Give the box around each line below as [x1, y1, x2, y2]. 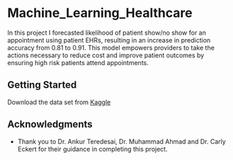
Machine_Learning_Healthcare [7, 5, 193, 21]
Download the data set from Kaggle [7, 98, 111, 106]
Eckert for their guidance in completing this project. [17, 144, 168, 153]
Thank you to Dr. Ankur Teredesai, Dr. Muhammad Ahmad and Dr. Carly [17, 137, 227, 146]
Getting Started [7, 79, 77, 91]
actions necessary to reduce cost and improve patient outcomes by [7, 51, 205, 59]
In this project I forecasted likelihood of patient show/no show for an [7, 28, 207, 37]
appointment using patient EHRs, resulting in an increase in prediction [7, 35, 211, 44]
